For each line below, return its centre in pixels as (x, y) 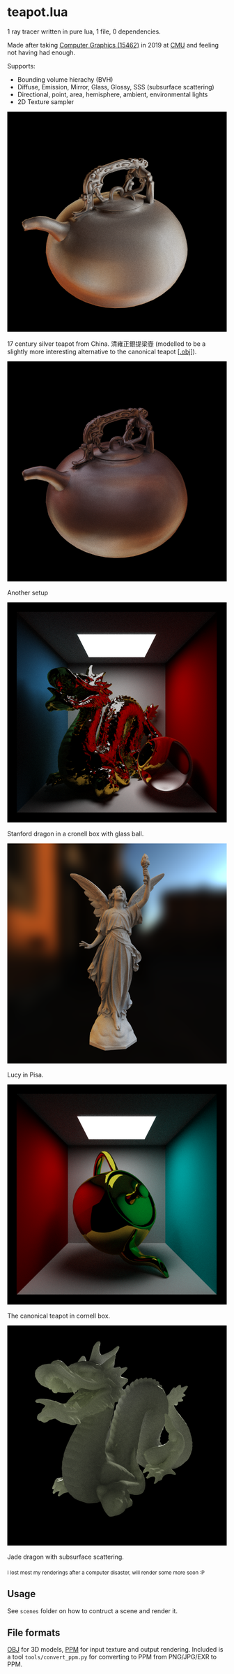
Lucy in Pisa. (25, 1075)
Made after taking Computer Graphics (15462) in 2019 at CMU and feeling (113, 45)
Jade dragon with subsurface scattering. (65, 1557)
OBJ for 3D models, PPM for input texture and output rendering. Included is (115, 1650)
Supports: (22, 66)
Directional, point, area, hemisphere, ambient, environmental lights (112, 94)
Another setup (28, 592)
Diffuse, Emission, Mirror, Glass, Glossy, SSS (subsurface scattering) (116, 87)
